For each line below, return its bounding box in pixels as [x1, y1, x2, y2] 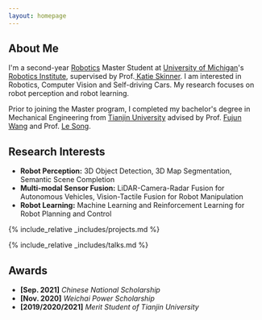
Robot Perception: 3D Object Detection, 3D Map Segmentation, [19, 166, 232, 176]
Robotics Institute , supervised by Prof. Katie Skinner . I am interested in [8, 72, 242, 81]
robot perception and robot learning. [8, 89, 130, 98]
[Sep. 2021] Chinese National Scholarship [19, 285, 161, 295]
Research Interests [8, 144, 106, 158]
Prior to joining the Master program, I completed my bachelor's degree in [8, 104, 251, 114]
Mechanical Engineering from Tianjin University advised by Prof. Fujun [8, 113, 242, 123]
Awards [8, 264, 48, 277]
